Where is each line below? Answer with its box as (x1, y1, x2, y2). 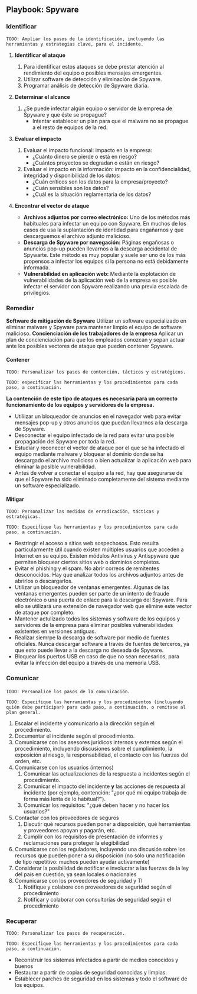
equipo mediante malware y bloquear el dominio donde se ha (14, 451, 164, 458)
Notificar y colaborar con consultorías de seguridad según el (23, 896, 172, 903)
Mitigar (6, 496, 25, 503)
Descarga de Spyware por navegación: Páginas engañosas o (23, 239, 174, 246)
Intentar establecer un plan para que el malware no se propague (32, 117, 189, 124)
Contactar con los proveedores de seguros (14, 814, 119, 821)
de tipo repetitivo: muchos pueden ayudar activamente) (14, 858, 150, 865)
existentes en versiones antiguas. (14, 628, 96, 635)
